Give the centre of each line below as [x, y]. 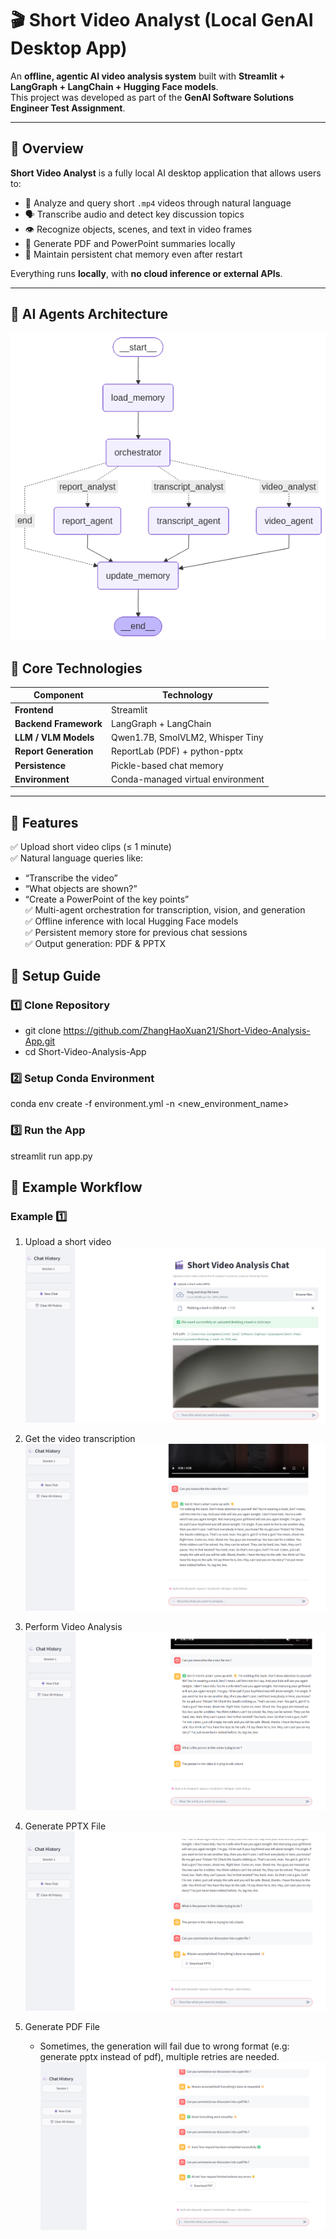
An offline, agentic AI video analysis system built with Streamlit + [148, 76]
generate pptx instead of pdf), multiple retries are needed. [159, 2056]
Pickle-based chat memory [167, 765]
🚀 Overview [47, 148]
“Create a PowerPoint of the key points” [107, 899]
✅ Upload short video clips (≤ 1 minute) [91, 847]
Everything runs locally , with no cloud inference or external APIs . [146, 273]
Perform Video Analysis [73, 1627]
